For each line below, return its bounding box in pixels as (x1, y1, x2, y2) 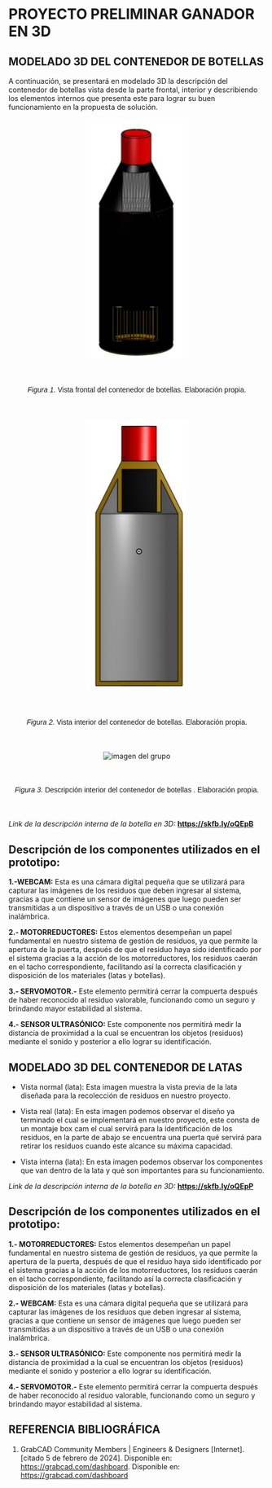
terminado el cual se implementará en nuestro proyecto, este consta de (20, 1115, 261, 1125)
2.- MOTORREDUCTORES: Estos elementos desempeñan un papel (8, 928, 232, 937)
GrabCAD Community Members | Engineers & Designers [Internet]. (20, 1444, 245, 1454)
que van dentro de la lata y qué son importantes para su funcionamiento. (20, 1165, 265, 1175)
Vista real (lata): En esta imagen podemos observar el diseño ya (20, 1106, 235, 1116)
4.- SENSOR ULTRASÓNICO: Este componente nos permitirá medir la (8, 1020, 242, 1029)
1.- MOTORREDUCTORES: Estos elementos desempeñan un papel (8, 1239, 230, 1249)
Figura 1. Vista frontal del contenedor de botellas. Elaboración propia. (27, 384, 247, 394)
